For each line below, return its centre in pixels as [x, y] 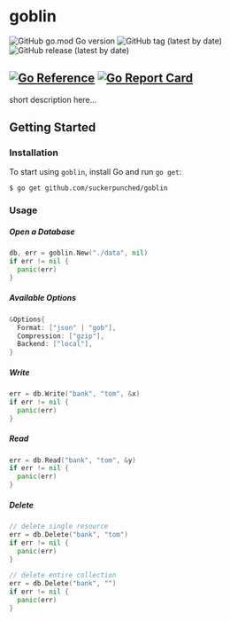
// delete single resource [59, 527]
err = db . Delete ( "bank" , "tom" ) [69, 534]
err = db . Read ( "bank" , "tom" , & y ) [73, 460]
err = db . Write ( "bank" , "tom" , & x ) [75, 394]
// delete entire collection [63, 575]
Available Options [43, 298]
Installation [34, 153]
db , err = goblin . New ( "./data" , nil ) [79, 253]
